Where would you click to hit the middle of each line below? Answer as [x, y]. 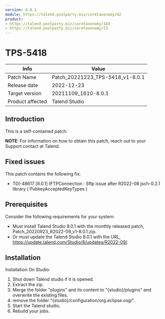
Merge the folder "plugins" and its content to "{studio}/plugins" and [82, 290]
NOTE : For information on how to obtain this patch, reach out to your [76, 141]
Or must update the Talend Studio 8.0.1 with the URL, [67, 237]
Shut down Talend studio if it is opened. [53, 279]
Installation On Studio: [28, 270]
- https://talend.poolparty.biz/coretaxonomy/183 [58, 24]
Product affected [27, 102]
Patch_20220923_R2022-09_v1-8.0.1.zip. [54, 231]
